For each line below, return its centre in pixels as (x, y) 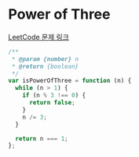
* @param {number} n (45, 59)
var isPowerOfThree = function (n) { (70, 81)
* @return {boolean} (45, 66)
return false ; (52, 103)
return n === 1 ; (42, 138)
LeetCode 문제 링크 (38, 37)
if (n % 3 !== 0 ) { (54, 95)
